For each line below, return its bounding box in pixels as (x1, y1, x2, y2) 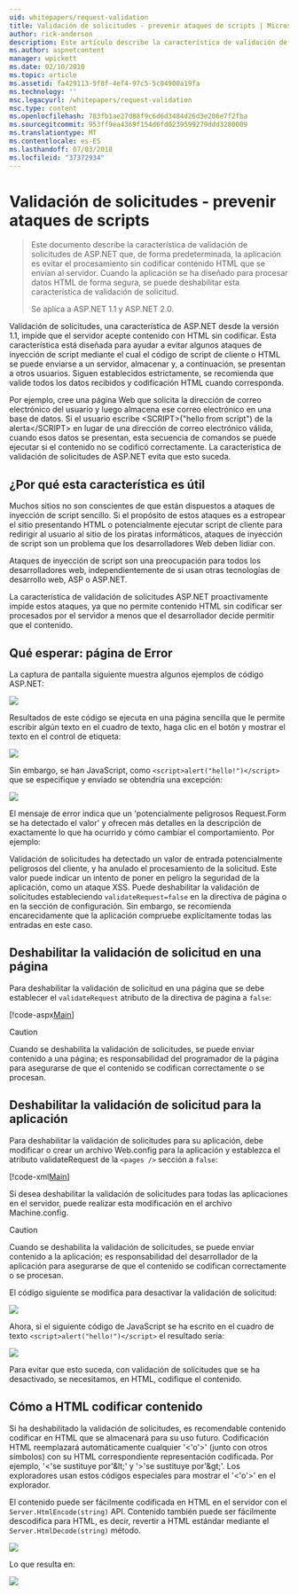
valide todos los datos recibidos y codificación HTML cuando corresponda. (9, 378, 284, 389)
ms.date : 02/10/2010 (9, 63, 86, 72)
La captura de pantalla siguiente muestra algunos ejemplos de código (9, 669, 264, 680)
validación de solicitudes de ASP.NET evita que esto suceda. (9, 452, 231, 462)
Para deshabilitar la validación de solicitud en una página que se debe (9, 982, 264, 994)
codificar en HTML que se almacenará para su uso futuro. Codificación (9, 1432, 269, 1442)
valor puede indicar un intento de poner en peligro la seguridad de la (9, 873, 260, 884)
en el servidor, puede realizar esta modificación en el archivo (9, 1198, 232, 1208)
